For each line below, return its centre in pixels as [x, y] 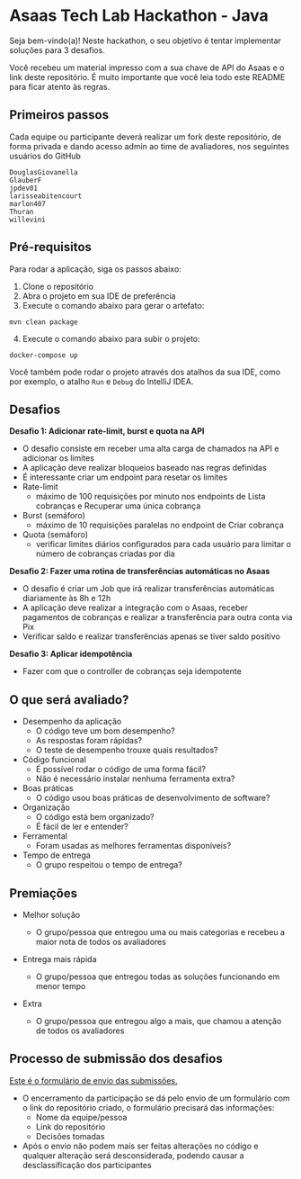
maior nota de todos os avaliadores [101, 942]
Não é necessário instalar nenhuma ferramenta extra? [135, 778]
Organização [46, 807]
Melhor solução [51, 915]
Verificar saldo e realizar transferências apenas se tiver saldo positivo [151, 636]
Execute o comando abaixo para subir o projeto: [111, 338]
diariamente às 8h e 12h [66, 598]
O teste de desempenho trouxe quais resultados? [127, 750]
